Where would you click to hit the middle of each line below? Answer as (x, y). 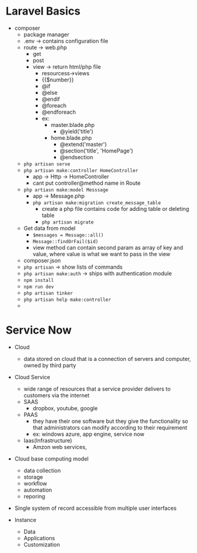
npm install (39, 280)
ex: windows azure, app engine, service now (88, 434)
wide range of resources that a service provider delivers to (97, 389)
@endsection (77, 157)
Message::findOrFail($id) (65, 241)
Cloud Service (32, 377)
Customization (42, 544)
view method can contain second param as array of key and (108, 247)
